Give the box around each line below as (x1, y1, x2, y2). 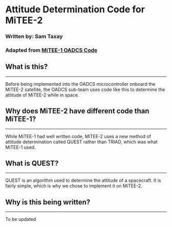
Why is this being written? (5, 198, 91, 206)
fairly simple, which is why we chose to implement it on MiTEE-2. (5, 183, 142, 189)
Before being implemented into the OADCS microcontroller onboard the (5, 81, 156, 87)
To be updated (5, 216, 36, 222)
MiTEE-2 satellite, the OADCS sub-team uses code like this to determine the (5, 86, 165, 92)
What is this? (5, 63, 48, 71)
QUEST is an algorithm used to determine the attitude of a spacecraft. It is (5, 177, 161, 183)
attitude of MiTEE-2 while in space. (5, 91, 79, 98)
